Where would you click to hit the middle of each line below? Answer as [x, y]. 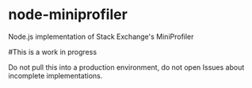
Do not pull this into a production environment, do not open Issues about [126, 67]
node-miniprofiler [68, 15]
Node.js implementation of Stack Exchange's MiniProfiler [101, 36]
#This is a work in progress [53, 52]
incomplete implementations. [55, 75]
